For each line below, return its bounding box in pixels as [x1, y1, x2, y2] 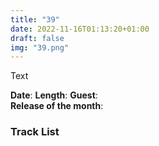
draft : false [10, 33, 65, 43]
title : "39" [10, 14, 60, 25]
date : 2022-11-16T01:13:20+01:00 [10, 24, 150, 34]
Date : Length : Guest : [10, 89, 98, 101]
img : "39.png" [10, 42, 70, 53]
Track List [10, 125, 60, 139]
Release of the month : [10, 100, 104, 112]
